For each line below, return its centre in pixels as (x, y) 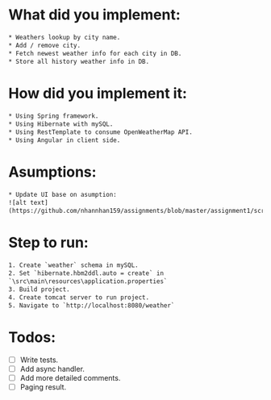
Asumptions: (52, 172)
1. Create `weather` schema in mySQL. (73, 265)
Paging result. (43, 387)
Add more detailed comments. (70, 377)
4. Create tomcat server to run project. (79, 297)
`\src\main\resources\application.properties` (88, 281)
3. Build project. (39, 289)
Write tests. (39, 360)
